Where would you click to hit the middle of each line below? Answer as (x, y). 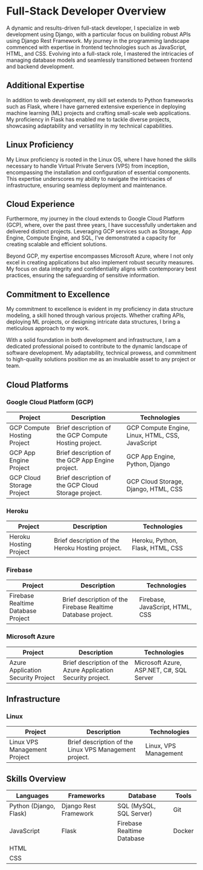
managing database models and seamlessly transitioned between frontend (99, 60)
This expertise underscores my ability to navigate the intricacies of (89, 178)
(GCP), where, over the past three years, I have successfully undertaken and (101, 225)
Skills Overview (36, 779)
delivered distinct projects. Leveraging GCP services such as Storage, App (99, 232)
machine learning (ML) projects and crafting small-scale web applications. (99, 113)
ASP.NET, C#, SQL (161, 670)
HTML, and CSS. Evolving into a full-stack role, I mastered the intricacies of (100, 53)
